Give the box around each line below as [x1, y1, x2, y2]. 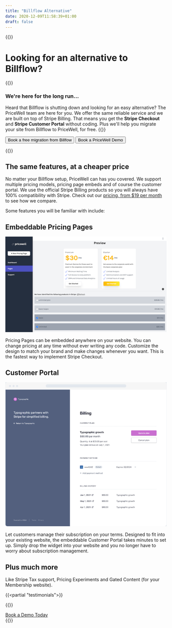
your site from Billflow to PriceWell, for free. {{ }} [5, 126, 106, 132]
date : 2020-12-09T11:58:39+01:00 [5, 13, 77, 19]
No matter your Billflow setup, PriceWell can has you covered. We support [5, 176, 161, 182]
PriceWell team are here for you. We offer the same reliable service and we [5, 110, 163, 116]
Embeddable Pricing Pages [5, 223, 93, 231]
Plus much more [5, 563, 58, 571]
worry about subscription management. [5, 548, 89, 554]
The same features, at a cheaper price [5, 163, 130, 171]
